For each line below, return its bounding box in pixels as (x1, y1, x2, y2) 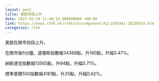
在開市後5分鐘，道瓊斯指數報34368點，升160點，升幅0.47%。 (5, 50, 132, 56)
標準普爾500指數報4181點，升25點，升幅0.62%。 (5, 71, 105, 77)
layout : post (5, 7, 32, 12)
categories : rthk (5, 26, 41, 30)
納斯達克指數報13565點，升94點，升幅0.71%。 (5, 60, 99, 66)
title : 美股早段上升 (5, 12, 43, 17)
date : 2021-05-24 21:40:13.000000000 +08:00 (5, 16, 97, 21)
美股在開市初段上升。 (5, 40, 48, 46)
